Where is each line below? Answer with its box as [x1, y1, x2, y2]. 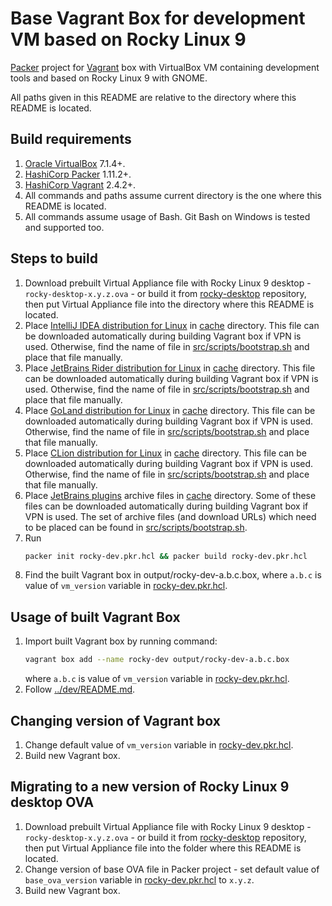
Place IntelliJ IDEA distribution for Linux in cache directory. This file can [24, 319, 320, 331]
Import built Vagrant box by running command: [24, 635, 218, 647]
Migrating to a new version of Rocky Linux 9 [10, 778, 290, 796]
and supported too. [24, 221, 105, 233]
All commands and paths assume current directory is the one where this [24, 189, 322, 201]
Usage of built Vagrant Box [10, 608, 181, 626]
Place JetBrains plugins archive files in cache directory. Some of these [24, 489, 317, 501]
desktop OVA [10, 794, 95, 811]
